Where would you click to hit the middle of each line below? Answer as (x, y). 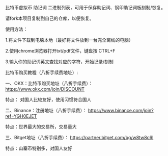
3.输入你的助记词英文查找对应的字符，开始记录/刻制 (59, 62)
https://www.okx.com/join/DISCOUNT (45, 89)
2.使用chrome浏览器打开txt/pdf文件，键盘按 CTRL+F (60, 51)
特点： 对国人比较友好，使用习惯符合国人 (48, 99)
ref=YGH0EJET (21, 116)
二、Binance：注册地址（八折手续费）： (46, 110)
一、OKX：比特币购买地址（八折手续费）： (49, 83)
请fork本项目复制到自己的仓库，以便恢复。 (50, 18)
